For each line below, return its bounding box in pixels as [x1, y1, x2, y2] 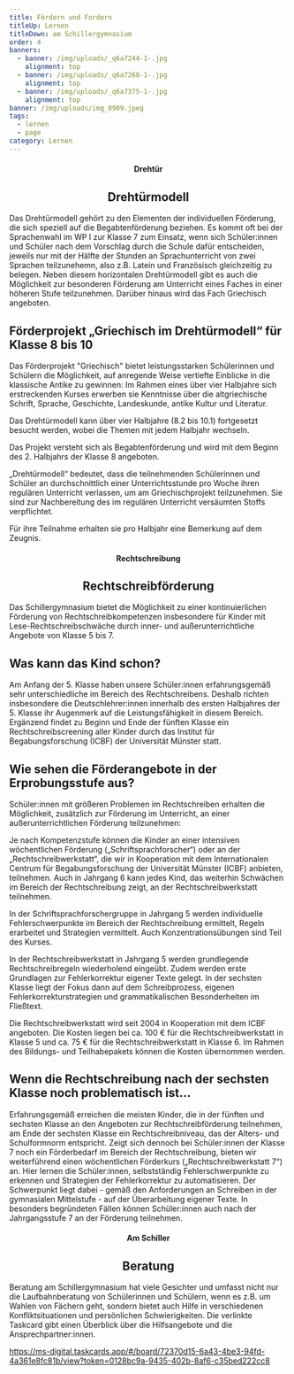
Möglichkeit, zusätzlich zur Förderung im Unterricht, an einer [9, 808, 230, 819]
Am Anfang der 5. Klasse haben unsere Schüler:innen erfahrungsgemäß [9, 679, 271, 691]
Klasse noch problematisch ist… [9, 1085, 192, 1100]
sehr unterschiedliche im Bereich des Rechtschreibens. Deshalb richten [9, 689, 269, 699]
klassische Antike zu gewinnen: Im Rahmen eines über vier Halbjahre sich [9, 379, 277, 390]
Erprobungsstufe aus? [9, 776, 135, 791]
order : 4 [9, 37, 41, 47]
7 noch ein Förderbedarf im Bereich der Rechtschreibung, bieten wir [9, 1146, 257, 1157]
